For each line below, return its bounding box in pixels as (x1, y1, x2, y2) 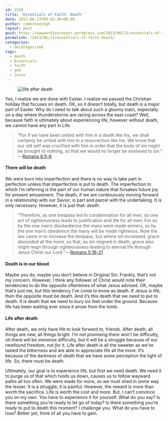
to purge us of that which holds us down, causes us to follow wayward (5, 373, 150, 379)
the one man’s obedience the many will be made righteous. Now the (17, 228, 157, 234)
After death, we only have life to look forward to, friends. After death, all (5, 326, 153, 332)
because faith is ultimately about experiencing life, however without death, (5, 117, 159, 123)
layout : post (5, 26, 32, 31)
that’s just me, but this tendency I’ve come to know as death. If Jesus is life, (5, 288, 161, 294)
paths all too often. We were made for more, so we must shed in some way (5, 378, 159, 384)
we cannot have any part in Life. (5, 122, 71, 128)
